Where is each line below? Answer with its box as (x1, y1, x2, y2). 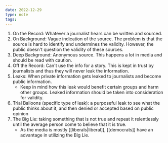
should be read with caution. (12, 57, 72, 63)
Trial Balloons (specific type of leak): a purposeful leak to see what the (12, 100, 160, 106)
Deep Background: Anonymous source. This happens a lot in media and (12, 52, 162, 58)
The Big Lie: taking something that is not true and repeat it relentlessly (12, 116, 159, 122)
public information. (12, 79, 52, 85)
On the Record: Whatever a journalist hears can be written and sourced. (12, 31, 163, 37)
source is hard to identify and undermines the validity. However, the (12, 41, 154, 47)
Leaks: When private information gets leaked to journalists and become (12, 74, 161, 80)
